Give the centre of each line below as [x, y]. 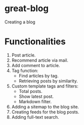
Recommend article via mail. [40, 60]
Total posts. [30, 91]
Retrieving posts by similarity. [48, 81]
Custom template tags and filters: [45, 86]
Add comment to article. [36, 65]
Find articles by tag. [39, 75]
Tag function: [25, 71]
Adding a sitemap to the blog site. [45, 107]
